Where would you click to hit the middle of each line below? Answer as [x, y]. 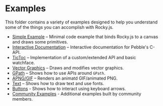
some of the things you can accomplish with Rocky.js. [59, 27]
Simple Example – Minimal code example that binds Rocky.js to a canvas [85, 37]
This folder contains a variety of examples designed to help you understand [81, 22]
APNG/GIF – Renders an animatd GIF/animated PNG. [65, 78]
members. [22, 99]
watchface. [23, 63]
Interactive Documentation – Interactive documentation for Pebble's [80, 47]
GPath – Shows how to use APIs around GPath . [59, 73]
